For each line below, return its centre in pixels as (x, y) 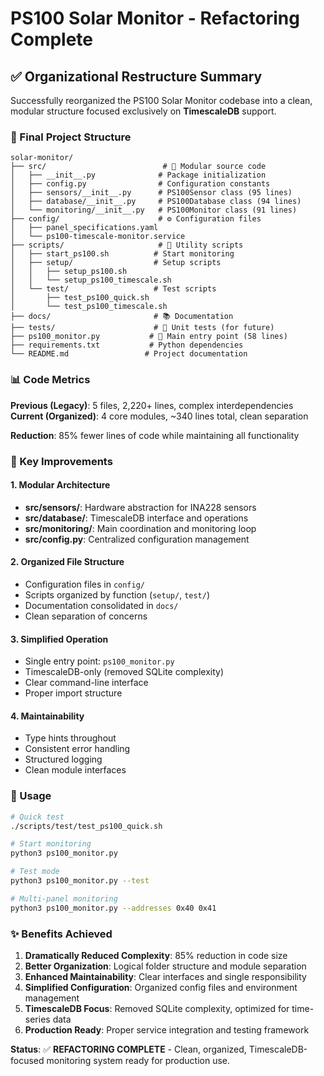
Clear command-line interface (86, 683)
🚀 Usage (31, 796)
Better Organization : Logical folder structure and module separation (165, 966)
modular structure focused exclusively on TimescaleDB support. (143, 111)
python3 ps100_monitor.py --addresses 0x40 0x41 (113, 908)
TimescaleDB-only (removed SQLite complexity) (124, 672)
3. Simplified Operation (59, 639)
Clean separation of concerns (86, 616)
